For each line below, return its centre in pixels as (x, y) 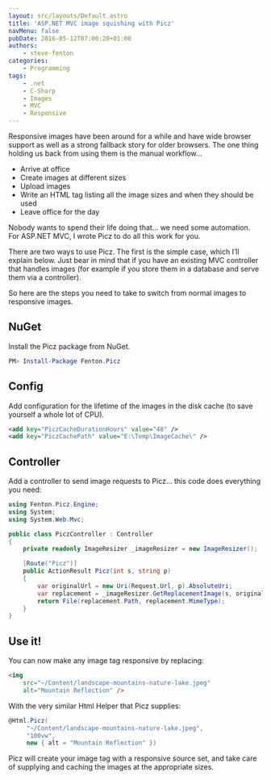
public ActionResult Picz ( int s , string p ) (97, 571)
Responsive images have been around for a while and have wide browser (130, 136)
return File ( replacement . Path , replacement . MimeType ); (131, 601)
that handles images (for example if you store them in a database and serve (134, 269)
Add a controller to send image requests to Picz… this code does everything (135, 482)
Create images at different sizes (73, 177)
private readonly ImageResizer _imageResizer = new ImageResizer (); (140, 549)
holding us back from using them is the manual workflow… (106, 153)
